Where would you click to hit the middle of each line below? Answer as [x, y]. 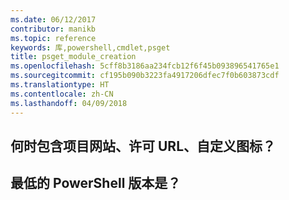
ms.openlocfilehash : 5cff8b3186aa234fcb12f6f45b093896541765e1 [145, 66]
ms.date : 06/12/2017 [53, 19]
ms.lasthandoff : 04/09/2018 [69, 103]
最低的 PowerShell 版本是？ [96, 183]
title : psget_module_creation [73, 57]
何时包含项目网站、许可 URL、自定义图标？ [143, 146]
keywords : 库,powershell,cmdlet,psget [90, 47]
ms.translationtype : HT [60, 85]
